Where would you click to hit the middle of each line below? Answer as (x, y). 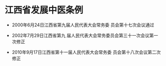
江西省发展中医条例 (44, 10)
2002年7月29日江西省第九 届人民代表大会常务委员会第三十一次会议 (81, 35)
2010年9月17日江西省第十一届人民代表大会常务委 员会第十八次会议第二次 (86, 52)
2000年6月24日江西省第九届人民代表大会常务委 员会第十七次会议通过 (83, 25)
